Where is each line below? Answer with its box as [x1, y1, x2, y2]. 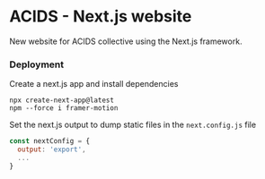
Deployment [9, 58, 65, 71]
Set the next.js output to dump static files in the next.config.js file [9, 119, 257, 131]
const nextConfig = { [9, 137, 91, 146]
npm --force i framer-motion [9, 104, 119, 113]
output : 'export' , [17, 145, 87, 154]
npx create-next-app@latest [9, 96, 115, 105]
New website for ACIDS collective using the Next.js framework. [9, 36, 243, 47]
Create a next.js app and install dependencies [9, 79, 179, 89]
